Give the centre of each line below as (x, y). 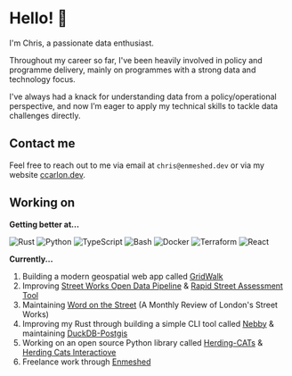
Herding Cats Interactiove (69, 352)
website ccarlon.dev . (48, 174)
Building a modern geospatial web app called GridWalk (123, 276)
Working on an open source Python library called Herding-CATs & (142, 342)
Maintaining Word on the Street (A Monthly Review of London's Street (150, 305)
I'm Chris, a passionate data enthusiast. (81, 43)
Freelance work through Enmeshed (86, 362)
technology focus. (42, 79)
